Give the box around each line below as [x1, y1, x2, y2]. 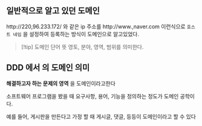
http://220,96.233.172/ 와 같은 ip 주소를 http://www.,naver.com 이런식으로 [6, 23, 186, 30]
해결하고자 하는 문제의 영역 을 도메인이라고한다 [6, 80, 116, 87]
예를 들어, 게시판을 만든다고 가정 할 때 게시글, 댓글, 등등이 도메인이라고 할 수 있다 [6, 113, 197, 120]
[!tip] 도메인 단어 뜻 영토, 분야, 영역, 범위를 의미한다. [21, 43, 144, 50]
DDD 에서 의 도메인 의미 [6, 63, 90, 73]
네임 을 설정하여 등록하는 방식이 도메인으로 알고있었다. [13, 30, 140, 37]
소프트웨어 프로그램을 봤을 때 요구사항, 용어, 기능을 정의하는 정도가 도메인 [6, 92, 179, 99]
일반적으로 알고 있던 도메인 [6, 5, 100, 16]
